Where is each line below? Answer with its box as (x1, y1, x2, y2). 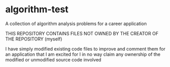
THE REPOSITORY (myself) (5, 36, 62, 42)
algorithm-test (5, 4, 69, 15)
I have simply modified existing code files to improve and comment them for (5, 46, 165, 52)
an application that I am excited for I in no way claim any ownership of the (5, 51, 161, 57)
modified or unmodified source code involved (5, 56, 101, 62)
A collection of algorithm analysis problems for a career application (5, 20, 147, 27)
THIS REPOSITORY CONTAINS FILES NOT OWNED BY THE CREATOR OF (5, 30, 159, 36)
